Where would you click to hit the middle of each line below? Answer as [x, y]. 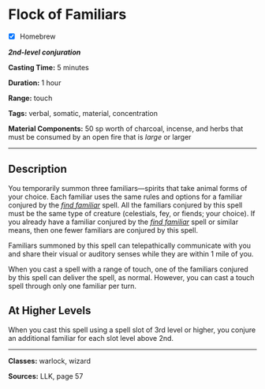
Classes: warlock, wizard [50, 361]
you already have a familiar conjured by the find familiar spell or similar [123, 222]
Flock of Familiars [67, 15]
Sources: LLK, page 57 [46, 376]
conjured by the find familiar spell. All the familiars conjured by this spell [125, 205]
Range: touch [30, 98]
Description [37, 169]
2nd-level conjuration [45, 52]
